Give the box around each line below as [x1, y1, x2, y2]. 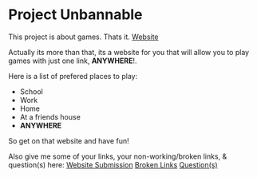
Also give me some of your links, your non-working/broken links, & [8, 151, 227, 161]
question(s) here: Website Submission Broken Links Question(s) [8, 159, 218, 169]
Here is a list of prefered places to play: [8, 71, 138, 81]
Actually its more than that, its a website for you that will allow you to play [8, 47, 250, 57]
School [19, 86, 44, 96]
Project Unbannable [8, 6, 143, 24]
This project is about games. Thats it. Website [8, 32, 159, 41]
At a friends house [19, 112, 81, 121]
